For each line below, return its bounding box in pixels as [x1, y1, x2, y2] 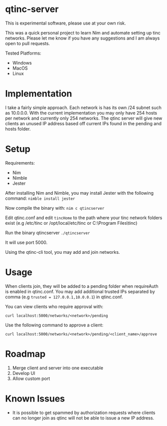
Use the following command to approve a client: [5, 322, 104, 328]
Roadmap [5, 348, 46, 359]
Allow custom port [12, 375, 50, 381]
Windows [12, 60, 32, 66]
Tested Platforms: [5, 50, 41, 56]
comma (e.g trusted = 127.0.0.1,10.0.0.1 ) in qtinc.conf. [5, 294, 123, 300]
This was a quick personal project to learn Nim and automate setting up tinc [5, 30, 161, 36]
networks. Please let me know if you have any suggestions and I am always [5, 35, 160, 41]
